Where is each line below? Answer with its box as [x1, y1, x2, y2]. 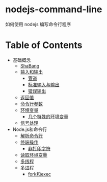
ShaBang [20, 62, 40, 69]
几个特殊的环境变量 [28, 113, 69, 120]
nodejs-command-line [5, 4, 102, 15]
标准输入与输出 [28, 81, 60, 87]
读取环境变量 [20, 152, 47, 158]
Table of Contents [5, 39, 83, 51]
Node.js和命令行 [12, 126, 47, 132]
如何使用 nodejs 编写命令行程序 [5, 21, 71, 27]
